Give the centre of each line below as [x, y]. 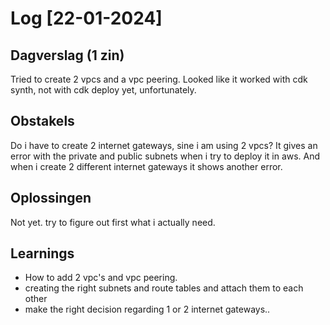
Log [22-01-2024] [86, 18]
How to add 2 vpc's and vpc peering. [101, 278]
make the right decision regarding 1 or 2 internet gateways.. [147, 309]
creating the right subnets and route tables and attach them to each [164, 288]
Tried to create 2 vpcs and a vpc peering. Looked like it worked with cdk [159, 79]
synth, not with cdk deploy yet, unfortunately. [103, 90]
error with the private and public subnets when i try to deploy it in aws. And [165, 156]
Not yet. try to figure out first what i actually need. [113, 222]
